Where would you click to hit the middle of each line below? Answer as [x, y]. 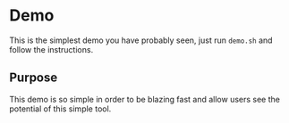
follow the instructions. [51, 49]
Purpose [34, 78]
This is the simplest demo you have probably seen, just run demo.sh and [141, 40]
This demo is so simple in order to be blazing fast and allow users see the [144, 99]
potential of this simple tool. [60, 109]
